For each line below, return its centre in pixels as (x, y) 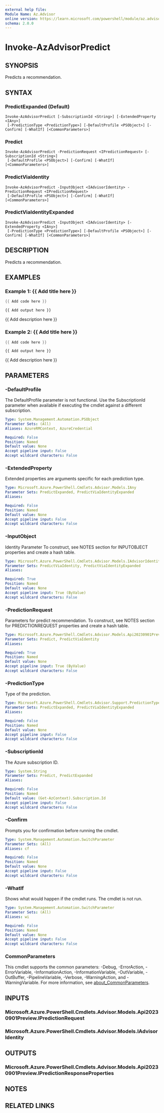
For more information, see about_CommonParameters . (95, 983)
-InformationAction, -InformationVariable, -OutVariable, (89, 972)
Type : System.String (26, 771)
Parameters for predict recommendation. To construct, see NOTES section (80, 620)
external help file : (26, 10)
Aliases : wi (17, 917)
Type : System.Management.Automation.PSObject (52, 420)
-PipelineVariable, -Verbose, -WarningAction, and (76, 977)
